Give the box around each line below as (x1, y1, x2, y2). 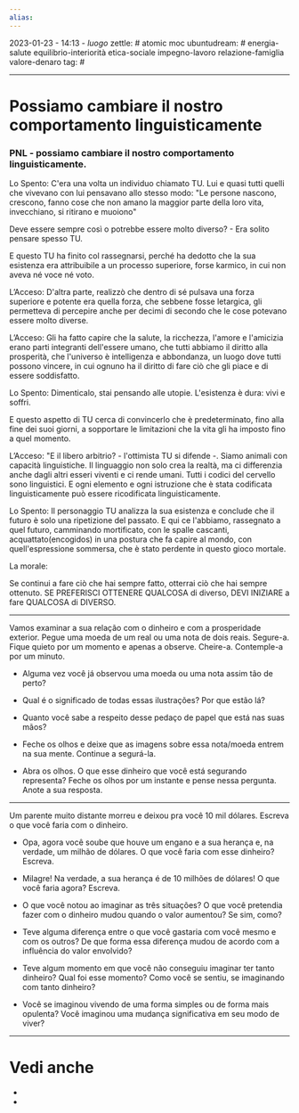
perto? (21, 678, 47, 689)
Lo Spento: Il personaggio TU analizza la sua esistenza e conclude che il (9, 505, 275, 517)
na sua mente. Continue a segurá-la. (21, 749, 157, 759)
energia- (247, 37, 279, 48)
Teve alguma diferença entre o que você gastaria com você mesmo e (21, 927, 277, 937)
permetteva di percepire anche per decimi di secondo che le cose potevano (9, 306, 287, 316)
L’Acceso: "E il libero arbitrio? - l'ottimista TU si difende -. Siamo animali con (9, 451, 287, 462)
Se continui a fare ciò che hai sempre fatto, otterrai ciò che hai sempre (9, 578, 268, 589)
